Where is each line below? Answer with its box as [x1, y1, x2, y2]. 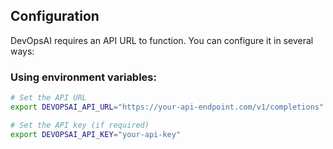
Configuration [10, 8, 100, 25]
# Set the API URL [10, 93, 87, 103]
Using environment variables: [10, 70, 157, 84]
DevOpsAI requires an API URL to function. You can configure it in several [10, 34, 314, 46]
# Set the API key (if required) [10, 120, 150, 130]
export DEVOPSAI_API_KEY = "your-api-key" [10, 129, 182, 139]
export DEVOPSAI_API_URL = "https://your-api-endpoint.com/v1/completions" [10, 102, 325, 112]
